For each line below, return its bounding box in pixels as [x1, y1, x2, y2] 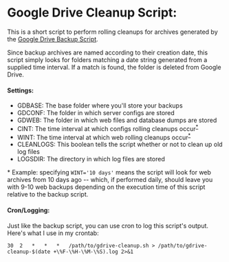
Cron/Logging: [7, 206, 50, 214]
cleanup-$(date [7, 248, 51, 255]
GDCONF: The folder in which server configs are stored [17, 109, 175, 117]
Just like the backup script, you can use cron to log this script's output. [7, 221, 208, 230]
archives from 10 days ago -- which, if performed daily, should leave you [7, 176, 213, 184]
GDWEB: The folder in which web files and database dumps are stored [17, 116, 217, 125]
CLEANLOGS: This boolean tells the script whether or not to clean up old [17, 140, 223, 149]
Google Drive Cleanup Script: [7, 5, 177, 21]
